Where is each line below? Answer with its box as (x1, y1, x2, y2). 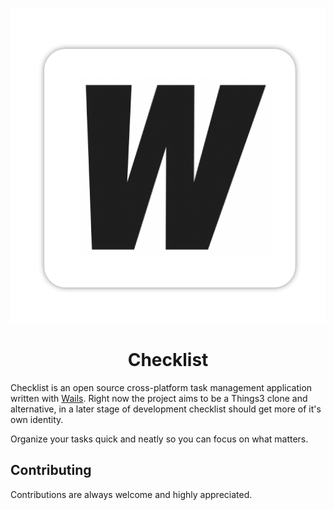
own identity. (10, 413, 64, 425)
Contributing (10, 462, 92, 479)
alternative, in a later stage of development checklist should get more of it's (10, 403, 322, 415)
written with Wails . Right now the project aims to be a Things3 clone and (10, 392, 308, 404)
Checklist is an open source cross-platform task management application (10, 381, 313, 393)
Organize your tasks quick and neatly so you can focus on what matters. (10, 433, 309, 445)
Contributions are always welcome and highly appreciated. (10, 488, 253, 500)
